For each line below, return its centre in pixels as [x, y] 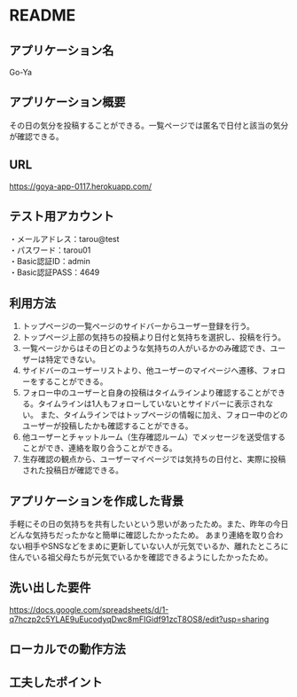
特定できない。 [73, 359]
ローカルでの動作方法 [67, 650]
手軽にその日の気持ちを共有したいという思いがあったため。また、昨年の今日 [149, 524]
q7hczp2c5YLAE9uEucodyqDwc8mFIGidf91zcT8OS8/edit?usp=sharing [139, 619]
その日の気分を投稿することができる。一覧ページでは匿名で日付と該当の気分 [149, 125]
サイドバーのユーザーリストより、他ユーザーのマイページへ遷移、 [142, 371]
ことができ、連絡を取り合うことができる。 [99, 448]
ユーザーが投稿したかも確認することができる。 [107, 426]
